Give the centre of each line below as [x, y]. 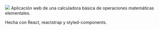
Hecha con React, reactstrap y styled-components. [56, 22]
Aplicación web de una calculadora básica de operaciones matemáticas [82, 8]
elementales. [18, 13]
